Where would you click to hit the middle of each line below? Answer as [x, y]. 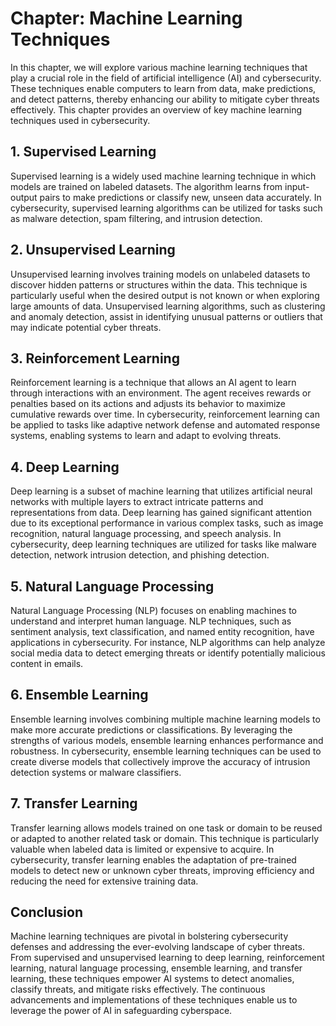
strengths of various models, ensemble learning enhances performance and [167, 740]
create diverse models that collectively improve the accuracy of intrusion [160, 761]
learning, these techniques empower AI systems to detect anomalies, [152, 979]
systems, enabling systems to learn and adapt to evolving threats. [146, 436]
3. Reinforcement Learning [95, 358]
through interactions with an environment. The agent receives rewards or [161, 393]
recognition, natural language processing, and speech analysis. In [146, 534]
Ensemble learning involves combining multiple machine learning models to [165, 719]
